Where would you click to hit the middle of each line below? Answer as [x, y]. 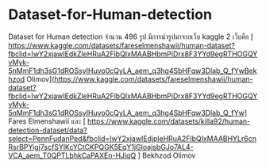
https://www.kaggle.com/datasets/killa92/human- [169, 121]
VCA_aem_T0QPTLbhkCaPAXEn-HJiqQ [72, 155]
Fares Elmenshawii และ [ [47, 121]
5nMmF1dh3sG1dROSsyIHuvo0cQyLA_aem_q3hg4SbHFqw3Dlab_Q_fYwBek [133, 71]
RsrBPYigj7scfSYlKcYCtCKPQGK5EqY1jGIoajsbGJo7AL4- [101, 147]
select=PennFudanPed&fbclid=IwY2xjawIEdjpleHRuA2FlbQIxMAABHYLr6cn [132, 138]
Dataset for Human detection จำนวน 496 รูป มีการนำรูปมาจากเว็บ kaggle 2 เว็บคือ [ [131, 36]
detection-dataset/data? [48, 130]
